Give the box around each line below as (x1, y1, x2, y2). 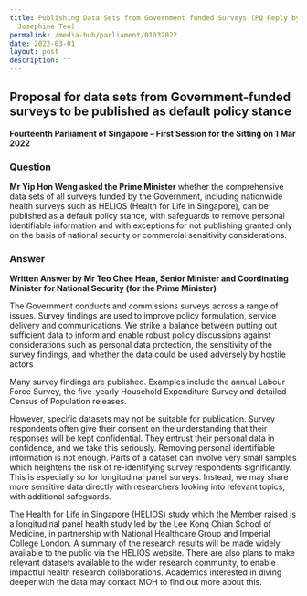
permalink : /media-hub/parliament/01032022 (9, 30, 178, 39)
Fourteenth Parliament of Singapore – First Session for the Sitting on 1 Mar (9, 128, 297, 139)
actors (9, 359, 34, 370)
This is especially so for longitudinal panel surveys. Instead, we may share (9, 472, 289, 483)
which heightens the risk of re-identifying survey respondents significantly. (9, 462, 292, 473)
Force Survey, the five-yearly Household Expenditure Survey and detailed (9, 386, 287, 397)
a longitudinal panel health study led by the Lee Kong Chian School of (9, 518, 272, 529)
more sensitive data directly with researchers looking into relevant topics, (9, 481, 286, 493)
